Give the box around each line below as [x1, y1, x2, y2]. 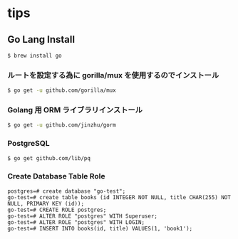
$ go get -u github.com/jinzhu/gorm [7, 122, 116, 129]
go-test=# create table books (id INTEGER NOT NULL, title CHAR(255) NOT [7, 193, 232, 201]
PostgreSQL [7, 139, 50, 149]
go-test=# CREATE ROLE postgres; [7, 206, 107, 213]
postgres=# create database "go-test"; [7, 187, 126, 195]
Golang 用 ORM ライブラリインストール [7, 105, 143, 115]
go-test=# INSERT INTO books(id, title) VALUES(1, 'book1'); [7, 225, 193, 232]
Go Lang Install [7, 33, 76, 46]
